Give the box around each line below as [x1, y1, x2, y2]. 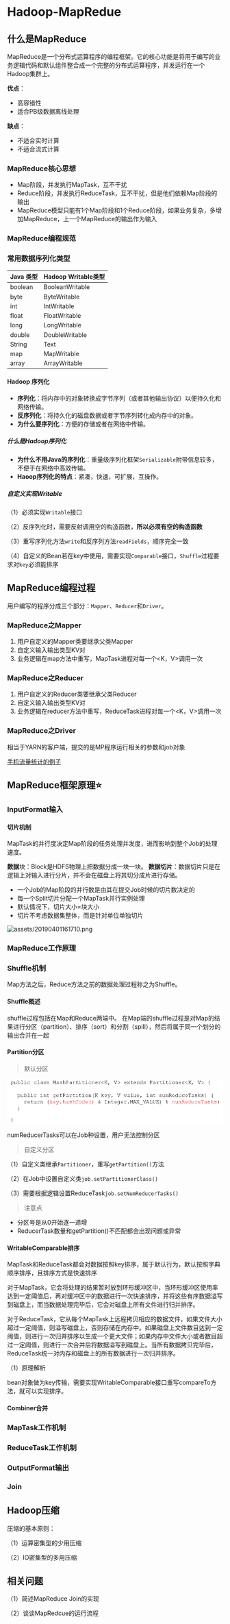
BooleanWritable [43, 283, 90, 291]
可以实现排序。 [25, 1387, 67, 1395]
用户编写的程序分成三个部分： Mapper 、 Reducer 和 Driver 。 [7, 601, 168, 610]
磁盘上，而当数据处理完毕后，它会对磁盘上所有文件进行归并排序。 [12, 1301, 199, 1309]
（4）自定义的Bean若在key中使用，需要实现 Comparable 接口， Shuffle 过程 [7, 551, 214, 560]
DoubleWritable [43, 330, 88, 339]
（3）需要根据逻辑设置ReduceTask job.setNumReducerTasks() [7, 1189, 179, 1197]
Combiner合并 [7, 1404, 49, 1412]
